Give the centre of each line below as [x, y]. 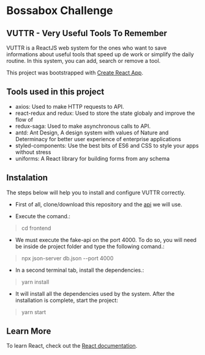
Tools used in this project [55, 92]
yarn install [35, 282]
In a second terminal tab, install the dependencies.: [80, 270]
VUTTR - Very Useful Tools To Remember [87, 33]
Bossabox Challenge [60, 11]
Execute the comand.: [43, 216]
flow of [24, 119]
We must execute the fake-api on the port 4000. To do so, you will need [106, 240]
